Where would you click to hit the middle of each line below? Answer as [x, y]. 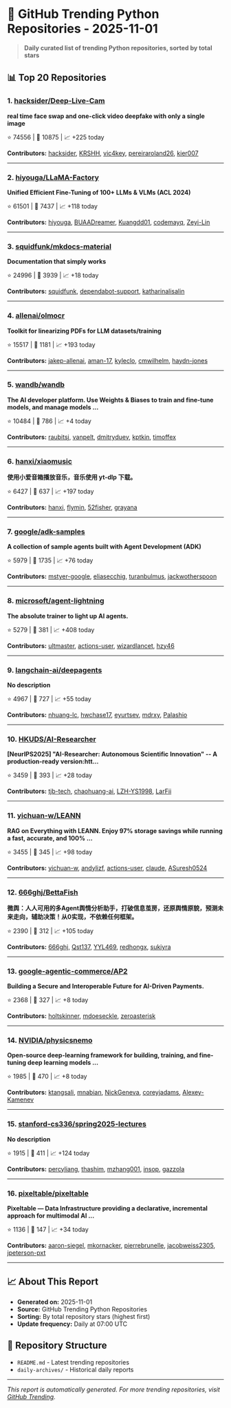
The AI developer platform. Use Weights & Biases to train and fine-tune [110, 400]
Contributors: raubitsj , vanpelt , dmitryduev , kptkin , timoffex [92, 437]
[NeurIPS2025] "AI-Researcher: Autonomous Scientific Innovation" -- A [112, 754]
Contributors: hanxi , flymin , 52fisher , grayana [72, 507]
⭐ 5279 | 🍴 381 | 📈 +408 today [51, 629]
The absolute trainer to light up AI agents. [68, 616]
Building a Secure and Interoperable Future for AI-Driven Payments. [106, 986]
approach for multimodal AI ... [51, 1216]
